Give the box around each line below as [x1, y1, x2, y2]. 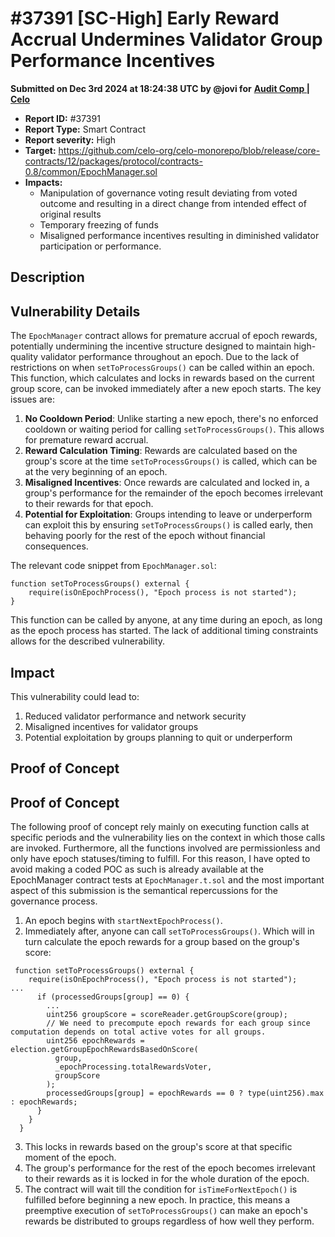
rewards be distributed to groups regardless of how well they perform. [24, 1215, 315, 1227]
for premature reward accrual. [24, 434, 149, 446]
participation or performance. [39, 240, 162, 252]
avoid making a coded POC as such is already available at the [10, 863, 264, 876]
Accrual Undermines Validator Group [10, 28, 323, 51]
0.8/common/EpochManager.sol [24, 165, 158, 177]
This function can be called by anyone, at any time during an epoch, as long [10, 614, 323, 626]
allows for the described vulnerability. [10, 635, 166, 647]
